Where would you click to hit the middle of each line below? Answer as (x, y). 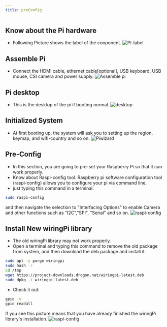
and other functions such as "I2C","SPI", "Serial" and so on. (67, 213)
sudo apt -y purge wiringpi (35, 261)
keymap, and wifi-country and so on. (51, 138)
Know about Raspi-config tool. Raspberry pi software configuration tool (87, 177)
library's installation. (26, 319)
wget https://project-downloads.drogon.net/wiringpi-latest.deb (75, 275)
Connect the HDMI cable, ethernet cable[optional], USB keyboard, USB (87, 71)
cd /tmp (13, 271)
